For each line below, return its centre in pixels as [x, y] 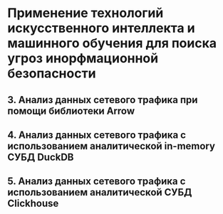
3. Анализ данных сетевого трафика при [103, 100]
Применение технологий [85, 13]
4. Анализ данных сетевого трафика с [97, 135]
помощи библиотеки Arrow [71, 111]
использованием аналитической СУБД [100, 192]
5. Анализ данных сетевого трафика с [97, 182]
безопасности [52, 74]
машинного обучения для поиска [112, 43]
